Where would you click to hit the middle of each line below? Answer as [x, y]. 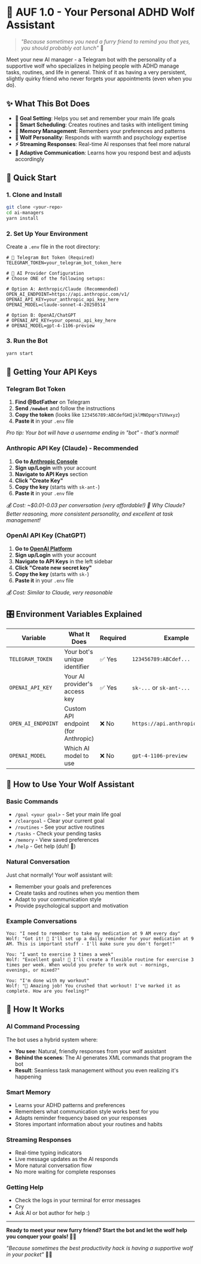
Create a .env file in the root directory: [53, 247]
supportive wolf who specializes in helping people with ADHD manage [93, 66]
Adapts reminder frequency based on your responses [81, 1118]
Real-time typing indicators [48, 1153]
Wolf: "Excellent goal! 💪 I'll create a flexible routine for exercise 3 [100, 960]
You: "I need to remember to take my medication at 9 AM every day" [93, 933]
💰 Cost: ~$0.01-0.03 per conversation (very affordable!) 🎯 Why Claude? [96, 505]
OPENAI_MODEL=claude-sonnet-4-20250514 [56, 305]
